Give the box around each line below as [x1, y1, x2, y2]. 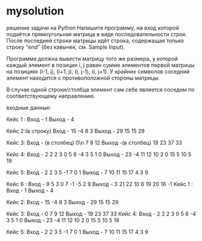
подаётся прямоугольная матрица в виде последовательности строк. [6, 30, 187, 37]
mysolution [6, 4, 65, 18]
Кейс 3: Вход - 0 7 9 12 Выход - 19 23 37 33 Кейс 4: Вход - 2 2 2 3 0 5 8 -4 [6, 210, 197, 218]
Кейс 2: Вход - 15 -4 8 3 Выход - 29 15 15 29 [6, 198, 119, 205]
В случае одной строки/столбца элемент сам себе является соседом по [6, 86, 195, 93]
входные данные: [6, 104, 51, 111]
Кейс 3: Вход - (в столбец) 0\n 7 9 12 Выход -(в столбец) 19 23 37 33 [6, 139, 183, 146]
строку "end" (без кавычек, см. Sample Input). [6, 43, 125, 51]
